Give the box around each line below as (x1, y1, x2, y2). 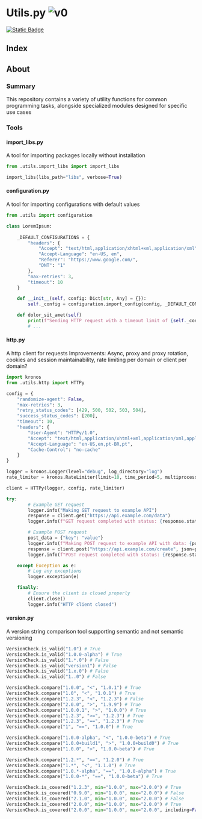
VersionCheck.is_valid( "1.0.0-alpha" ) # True (6, 651, 122, 658)
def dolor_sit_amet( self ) (17, 312, 82, 319)
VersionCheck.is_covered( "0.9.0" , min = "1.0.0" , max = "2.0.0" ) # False (6, 790, 185, 796)
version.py (6, 614, 34, 621)
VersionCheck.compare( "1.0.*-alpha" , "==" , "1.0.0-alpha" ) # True (6, 768, 176, 774)
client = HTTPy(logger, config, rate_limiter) (6, 485, 125, 491)
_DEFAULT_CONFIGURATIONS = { (17, 234, 90, 240)
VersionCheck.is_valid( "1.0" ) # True (6, 646, 101, 652)
